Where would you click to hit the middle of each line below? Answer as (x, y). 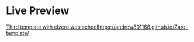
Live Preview (38, 11)
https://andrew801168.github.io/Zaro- (143, 27)
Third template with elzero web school (52, 27)
